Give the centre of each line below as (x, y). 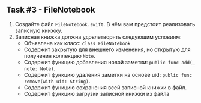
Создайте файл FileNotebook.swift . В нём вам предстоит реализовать (105, 24)
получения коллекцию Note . (59, 55)
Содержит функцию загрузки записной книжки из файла (97, 93)
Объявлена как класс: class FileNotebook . (78, 43)
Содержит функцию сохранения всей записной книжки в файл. (105, 87)
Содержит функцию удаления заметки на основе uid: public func (108, 74)
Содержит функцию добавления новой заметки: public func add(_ (109, 62)
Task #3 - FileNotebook (51, 10)
